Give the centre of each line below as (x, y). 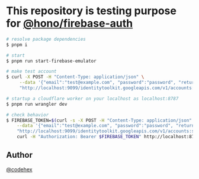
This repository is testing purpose (91, 11)
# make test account (32, 71)
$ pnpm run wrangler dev (37, 104)
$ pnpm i (17, 45)
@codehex (19, 169)
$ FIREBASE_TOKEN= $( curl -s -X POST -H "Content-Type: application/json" (99, 120)
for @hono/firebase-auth (70, 23)
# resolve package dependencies (46, 39)
